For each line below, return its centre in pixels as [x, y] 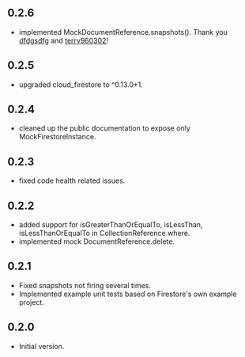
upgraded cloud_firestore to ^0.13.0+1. [81, 84]
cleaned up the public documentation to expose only [104, 128]
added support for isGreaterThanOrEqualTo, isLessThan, [111, 225]
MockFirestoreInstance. [57, 137]
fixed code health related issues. [72, 180]
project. [31, 302]
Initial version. [41, 346]
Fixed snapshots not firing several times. [85, 285]
